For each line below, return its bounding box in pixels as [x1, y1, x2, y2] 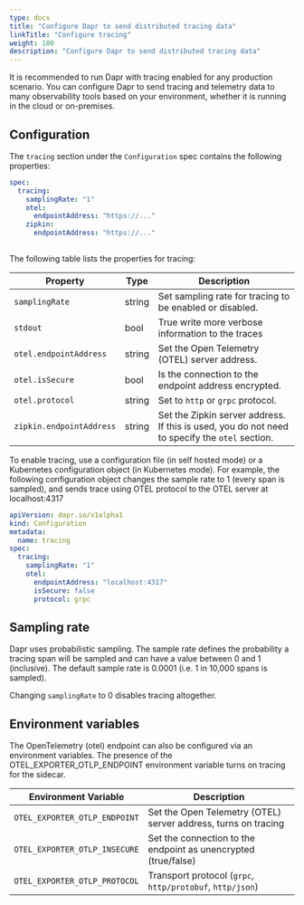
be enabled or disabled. [157, 300, 259, 313]
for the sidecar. [9, 769, 66, 780]
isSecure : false [33, 586, 95, 595]
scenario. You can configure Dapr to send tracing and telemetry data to [9, 81, 275, 92]
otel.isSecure [14, 375, 75, 385]
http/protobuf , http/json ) [147, 881, 259, 893]
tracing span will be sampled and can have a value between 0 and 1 [9, 653, 261, 664]
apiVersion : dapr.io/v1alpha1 [9, 510, 124, 519]
